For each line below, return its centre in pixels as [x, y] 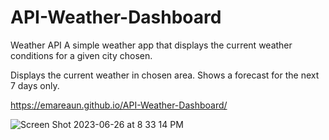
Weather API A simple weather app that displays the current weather [151, 45]
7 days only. [35, 85]
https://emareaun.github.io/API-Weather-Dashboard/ [119, 105]
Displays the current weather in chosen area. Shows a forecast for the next [165, 75]
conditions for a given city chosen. [81, 55]
